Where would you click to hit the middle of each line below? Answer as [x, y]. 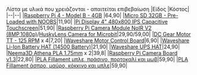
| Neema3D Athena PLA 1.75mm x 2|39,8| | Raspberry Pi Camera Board [92, 53]
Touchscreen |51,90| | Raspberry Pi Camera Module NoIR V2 [79, 28]
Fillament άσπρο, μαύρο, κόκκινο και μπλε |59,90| [67, 66]
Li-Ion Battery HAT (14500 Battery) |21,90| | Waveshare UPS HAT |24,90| [93, 47]
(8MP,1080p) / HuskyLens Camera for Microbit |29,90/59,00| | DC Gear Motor [99, 34]
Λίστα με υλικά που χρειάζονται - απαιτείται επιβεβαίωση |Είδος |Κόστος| [98, 9]
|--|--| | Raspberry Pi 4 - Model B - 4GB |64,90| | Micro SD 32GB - [86, 15]
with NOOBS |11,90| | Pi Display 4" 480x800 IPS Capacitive [97, 22]
